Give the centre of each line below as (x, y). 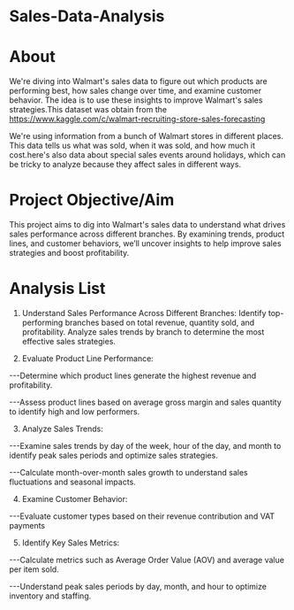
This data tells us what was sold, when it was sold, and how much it (132, 146)
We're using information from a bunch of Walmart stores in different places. (147, 136)
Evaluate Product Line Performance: (88, 359)
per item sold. (34, 569)
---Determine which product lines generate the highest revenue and (133, 375)
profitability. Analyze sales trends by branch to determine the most (143, 332)
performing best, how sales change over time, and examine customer (136, 91)
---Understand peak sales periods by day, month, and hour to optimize (138, 587)
